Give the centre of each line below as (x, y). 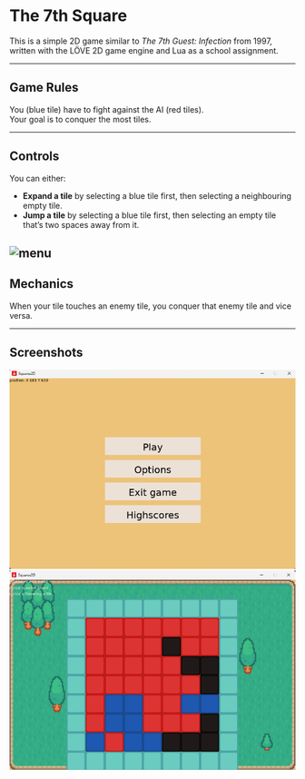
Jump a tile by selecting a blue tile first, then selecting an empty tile (149, 215)
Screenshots (46, 353)
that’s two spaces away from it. (81, 224)
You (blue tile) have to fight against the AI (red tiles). (107, 109)
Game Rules (44, 88)
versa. (21, 315)
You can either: (38, 178)
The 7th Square (69, 16)
